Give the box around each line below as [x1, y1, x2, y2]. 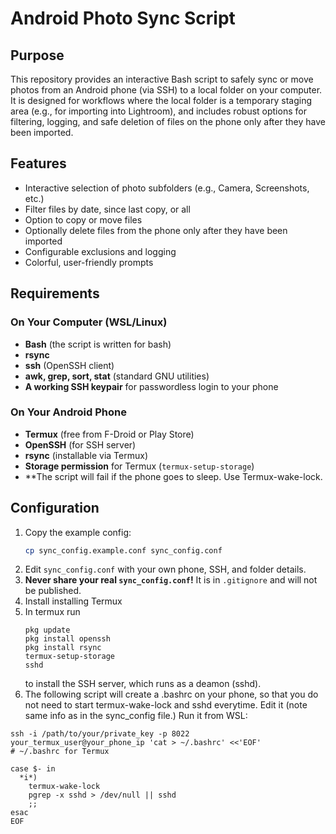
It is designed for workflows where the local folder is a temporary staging [10, 95, 313, 106]
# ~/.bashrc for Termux [10, 747, 110, 757]
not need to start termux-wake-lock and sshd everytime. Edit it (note [24, 699, 308, 711]
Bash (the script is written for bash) [24, 338, 172, 350]
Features [10, 155, 67, 172]
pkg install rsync [24, 643, 102, 653]
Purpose [10, 47, 65, 64]
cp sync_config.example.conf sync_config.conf [24, 545, 223, 556]
